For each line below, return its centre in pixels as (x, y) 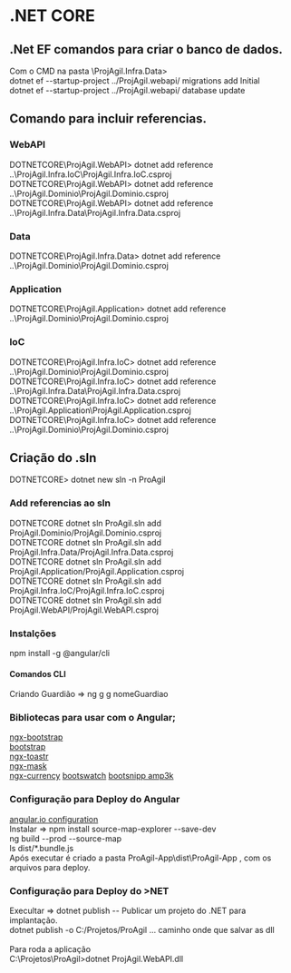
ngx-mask (28, 766)
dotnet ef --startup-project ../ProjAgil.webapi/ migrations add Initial (135, 81)
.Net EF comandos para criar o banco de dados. (146, 49)
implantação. (34, 920)
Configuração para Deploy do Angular (95, 800)
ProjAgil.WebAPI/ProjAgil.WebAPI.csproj (84, 610)
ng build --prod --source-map (66, 838)
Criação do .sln (53, 458)
